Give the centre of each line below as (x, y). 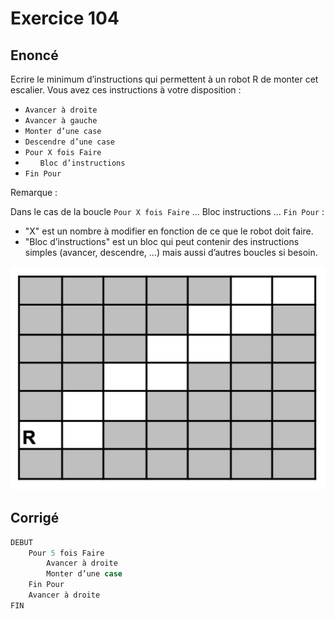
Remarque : (34, 192)
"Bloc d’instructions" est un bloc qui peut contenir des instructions (162, 241)
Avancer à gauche (61, 121)
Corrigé (35, 518)
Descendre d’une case (69, 142)
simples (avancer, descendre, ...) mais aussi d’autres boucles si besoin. (171, 252)
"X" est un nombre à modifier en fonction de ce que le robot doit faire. (169, 231)
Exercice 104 (65, 18)
